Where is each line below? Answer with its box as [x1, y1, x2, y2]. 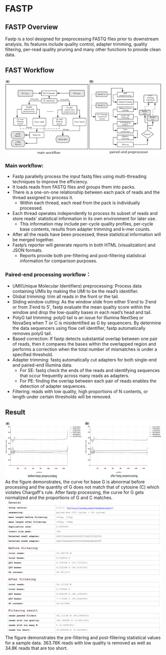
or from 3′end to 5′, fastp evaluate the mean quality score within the [12, 304, 151, 310]
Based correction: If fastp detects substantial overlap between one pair [12, 336, 158, 342]
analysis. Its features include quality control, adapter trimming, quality [5, 41, 148, 47]
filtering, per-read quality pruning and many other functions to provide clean [5, 47, 161, 52]
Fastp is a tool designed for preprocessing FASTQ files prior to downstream [5, 36, 159, 42]
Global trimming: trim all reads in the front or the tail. [12, 293, 119, 299]
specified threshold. [12, 351, 54, 358]
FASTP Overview [5, 23, 58, 31]
